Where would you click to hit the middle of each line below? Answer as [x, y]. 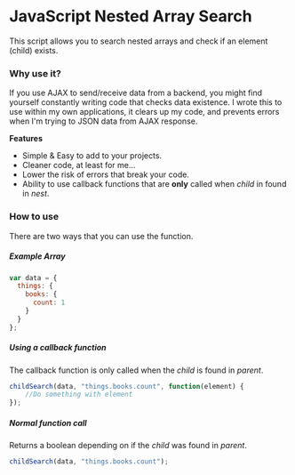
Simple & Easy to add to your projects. [92, 156]
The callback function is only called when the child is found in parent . [136, 370]
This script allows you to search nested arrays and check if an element [139, 41]
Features [26, 139]
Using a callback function [58, 348]
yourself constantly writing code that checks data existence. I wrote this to [146, 102]
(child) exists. [34, 50]
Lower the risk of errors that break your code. [105, 174]
